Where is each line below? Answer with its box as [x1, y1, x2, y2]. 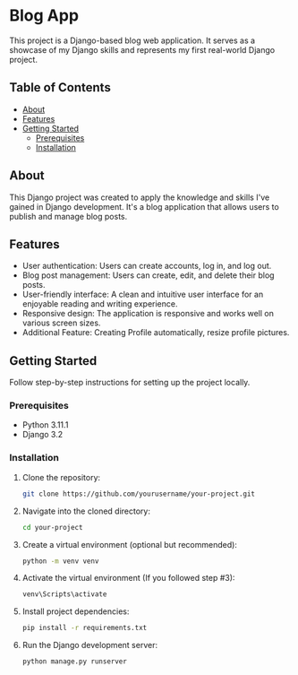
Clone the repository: [21, 472, 101, 482]
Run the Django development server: [21, 640, 158, 651]
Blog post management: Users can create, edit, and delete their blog [21, 270, 275, 281]
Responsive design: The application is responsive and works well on [21, 308, 275, 319]
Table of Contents [9, 80, 112, 95]
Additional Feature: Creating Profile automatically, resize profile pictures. [21, 327, 290, 338]
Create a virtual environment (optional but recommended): [21, 539, 237, 550]
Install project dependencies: [21, 606, 130, 617]
